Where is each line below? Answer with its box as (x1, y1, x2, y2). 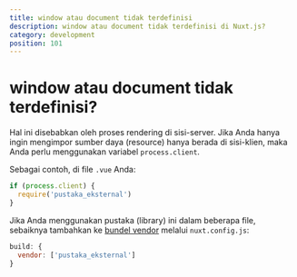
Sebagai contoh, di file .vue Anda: (9, 164, 136, 175)
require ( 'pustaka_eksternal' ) (17, 190, 132, 200)
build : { (9, 242, 43, 251)
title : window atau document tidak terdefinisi (9, 13, 193, 23)
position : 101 (9, 38, 64, 48)
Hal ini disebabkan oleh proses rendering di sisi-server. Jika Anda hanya (9, 127, 280, 138)
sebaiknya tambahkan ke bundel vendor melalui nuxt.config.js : (9, 224, 250, 235)
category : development (9, 30, 95, 39)
